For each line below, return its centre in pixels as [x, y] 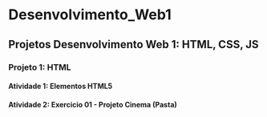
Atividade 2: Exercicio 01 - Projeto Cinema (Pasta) [93, 104]
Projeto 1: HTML [40, 67]
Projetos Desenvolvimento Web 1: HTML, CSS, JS [133, 44]
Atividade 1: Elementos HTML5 [61, 87]
